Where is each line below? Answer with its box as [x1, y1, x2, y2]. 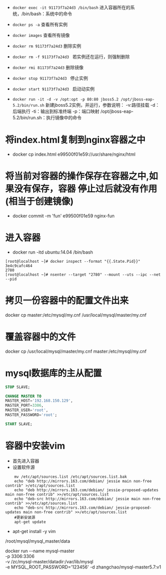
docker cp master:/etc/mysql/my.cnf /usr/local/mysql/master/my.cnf [5, 312, 147, 318]
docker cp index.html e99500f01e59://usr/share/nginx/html [12, 151, 136, 157]
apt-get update [14, 519, 46, 524]
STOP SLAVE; [5, 385, 30, 390]
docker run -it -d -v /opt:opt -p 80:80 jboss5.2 [12, 97, 119, 102]
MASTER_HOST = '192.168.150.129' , [5, 398, 73, 403]
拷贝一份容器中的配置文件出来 [5, 295, 129, 306]
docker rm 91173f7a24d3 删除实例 [12, 43, 81, 49]
